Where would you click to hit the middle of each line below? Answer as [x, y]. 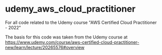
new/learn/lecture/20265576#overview [45, 47]
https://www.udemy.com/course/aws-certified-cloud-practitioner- [72, 42]
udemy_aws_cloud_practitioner [70, 9]
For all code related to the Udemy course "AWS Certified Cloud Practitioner [81, 22]
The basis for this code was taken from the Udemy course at [66, 37]
